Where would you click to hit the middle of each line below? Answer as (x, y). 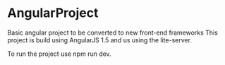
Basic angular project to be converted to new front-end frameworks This (113, 32)
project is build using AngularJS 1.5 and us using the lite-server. (100, 40)
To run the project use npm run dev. (59, 54)
